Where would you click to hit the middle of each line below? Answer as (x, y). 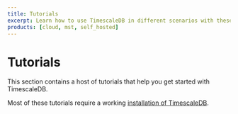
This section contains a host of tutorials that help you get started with (109, 81)
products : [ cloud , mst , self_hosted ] (63, 27)
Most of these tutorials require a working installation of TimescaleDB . (108, 103)
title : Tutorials (33, 14)
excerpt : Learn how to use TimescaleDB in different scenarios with (110, 21)
